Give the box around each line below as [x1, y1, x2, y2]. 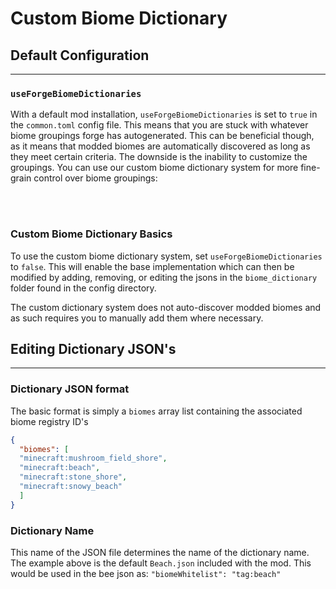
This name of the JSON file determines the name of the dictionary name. [10, 547, 310, 558]
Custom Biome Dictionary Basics [10, 227, 173, 241]
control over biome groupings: [33, 172, 158, 184]
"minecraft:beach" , [19, 463, 101, 473]
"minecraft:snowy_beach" [19, 482, 123, 492]
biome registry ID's [10, 415, 89, 427]
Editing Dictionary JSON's [10, 340, 177, 357]
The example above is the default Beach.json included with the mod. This [10, 557, 312, 569]
